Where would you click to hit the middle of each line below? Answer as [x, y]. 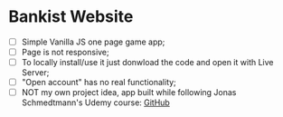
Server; [35, 73]
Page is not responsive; [65, 52]
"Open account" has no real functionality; [99, 83]
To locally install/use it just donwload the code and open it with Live [147, 63]
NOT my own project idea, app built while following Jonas [129, 93]
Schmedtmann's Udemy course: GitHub [96, 102]
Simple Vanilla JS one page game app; [93, 42]
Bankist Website [71, 17]
